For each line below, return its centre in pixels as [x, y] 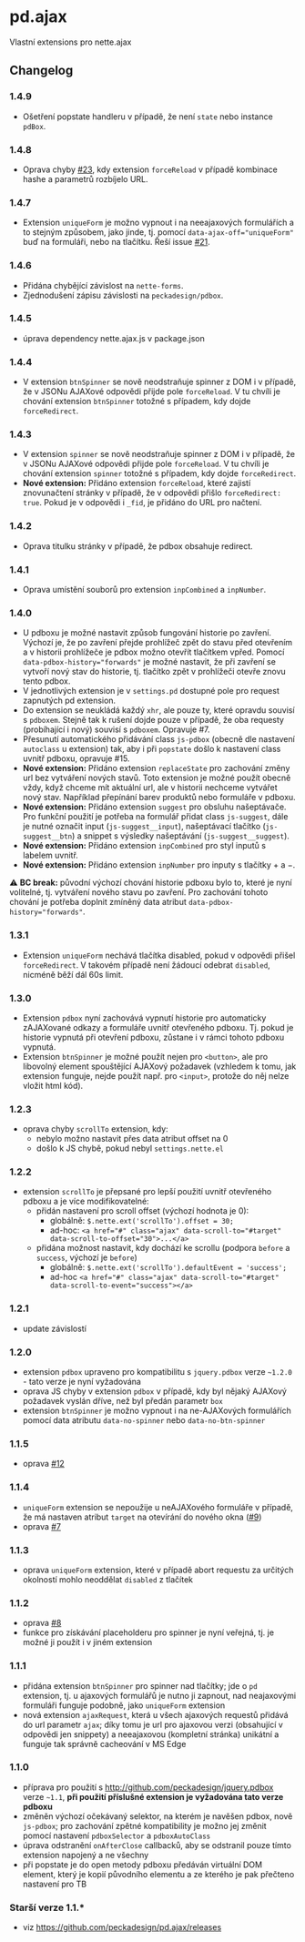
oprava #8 [42, 1623]
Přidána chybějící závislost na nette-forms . [103, 285]
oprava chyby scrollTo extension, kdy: [95, 1129]
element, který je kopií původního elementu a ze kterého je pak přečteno [158, 1874]
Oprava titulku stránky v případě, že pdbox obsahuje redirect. [137, 546]
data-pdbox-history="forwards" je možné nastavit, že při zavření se [149, 662]
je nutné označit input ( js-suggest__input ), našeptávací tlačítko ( [144, 827]
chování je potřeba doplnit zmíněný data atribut [98, 902]
